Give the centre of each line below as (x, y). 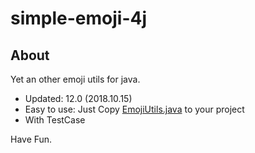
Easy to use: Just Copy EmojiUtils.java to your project (134, 109)
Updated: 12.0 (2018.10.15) (78, 98)
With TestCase (55, 120)
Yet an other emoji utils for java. (75, 79)
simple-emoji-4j (79, 18)
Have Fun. (31, 139)
